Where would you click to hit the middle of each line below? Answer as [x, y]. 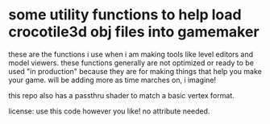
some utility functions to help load [125, 15]
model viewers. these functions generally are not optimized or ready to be [131, 63]
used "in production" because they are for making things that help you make [135, 71]
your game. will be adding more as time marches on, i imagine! [112, 80]
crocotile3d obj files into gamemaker [134, 32]
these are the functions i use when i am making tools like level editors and [131, 54]
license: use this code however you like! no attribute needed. [109, 111]
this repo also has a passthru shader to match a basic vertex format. [122, 95]
